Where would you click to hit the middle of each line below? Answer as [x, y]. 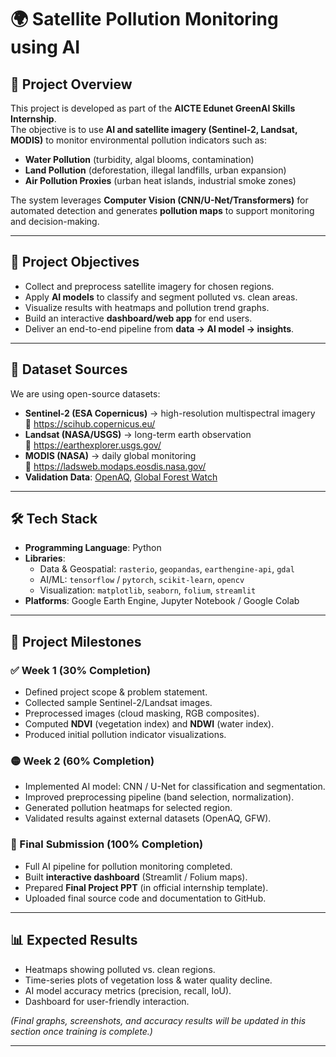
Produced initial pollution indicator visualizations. [125, 735]
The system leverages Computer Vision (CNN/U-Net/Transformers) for [159, 200]
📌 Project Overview [71, 84]
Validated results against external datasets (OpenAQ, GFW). [148, 818]
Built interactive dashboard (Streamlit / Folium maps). [136, 877]
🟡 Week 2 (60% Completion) [82, 761]
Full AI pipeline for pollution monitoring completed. [128, 866]
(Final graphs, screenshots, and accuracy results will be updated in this [158, 1020]
